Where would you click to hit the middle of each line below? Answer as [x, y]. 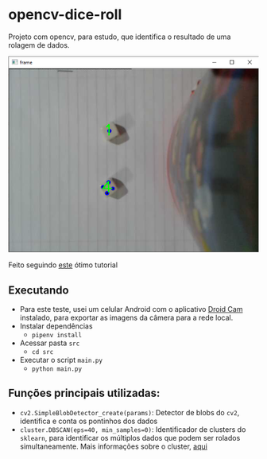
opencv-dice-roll [65, 15]
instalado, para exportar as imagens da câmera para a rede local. [126, 317]
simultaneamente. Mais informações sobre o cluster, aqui [114, 446]
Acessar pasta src [50, 343]
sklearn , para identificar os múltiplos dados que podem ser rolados [130, 438]
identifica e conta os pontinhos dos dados [89, 421]
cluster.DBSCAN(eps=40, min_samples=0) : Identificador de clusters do [133, 429]
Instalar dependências [56, 326]
